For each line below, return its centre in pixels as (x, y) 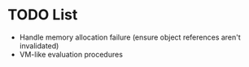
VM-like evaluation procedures (71, 54)
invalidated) (39, 45)
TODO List (43, 15)
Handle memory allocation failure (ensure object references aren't (130, 37)
